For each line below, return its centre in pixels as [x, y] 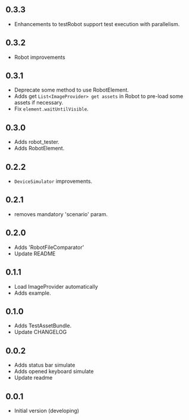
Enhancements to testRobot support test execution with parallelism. [97, 24]
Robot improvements [40, 57]
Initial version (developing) [47, 410]
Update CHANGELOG [40, 332]
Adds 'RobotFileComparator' [49, 247]
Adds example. [32, 293]
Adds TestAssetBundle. [43, 326]
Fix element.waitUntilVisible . [51, 109]
